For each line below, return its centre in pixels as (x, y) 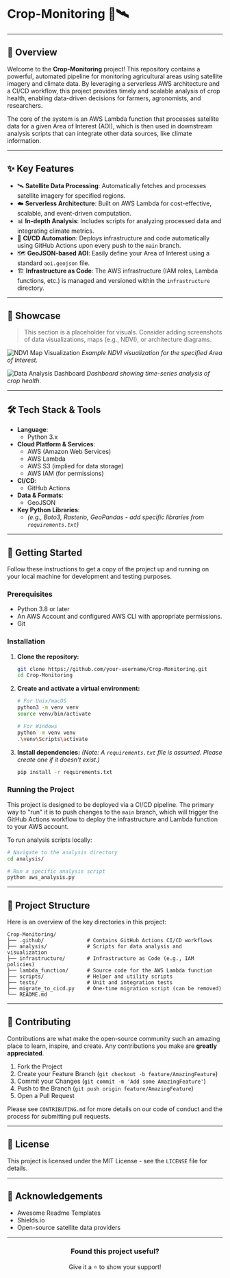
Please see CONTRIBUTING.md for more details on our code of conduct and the (115, 1109)
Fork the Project (40, 1066)
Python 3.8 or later (43, 609)
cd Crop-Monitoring (45, 675)
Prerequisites (30, 594)
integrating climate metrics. (55, 231)
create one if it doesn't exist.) (59, 760)
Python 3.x (42, 437)
